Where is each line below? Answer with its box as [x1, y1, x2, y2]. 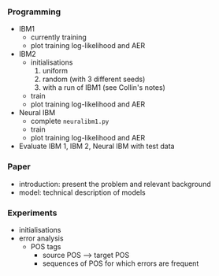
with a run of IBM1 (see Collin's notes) [42, 83, 166, 92]
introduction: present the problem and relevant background [18, 179, 211, 188]
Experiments [7, 207, 58, 218]
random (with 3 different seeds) [42, 74, 146, 84]
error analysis [18, 233, 64, 243]
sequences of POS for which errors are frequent [42, 259, 199, 268]
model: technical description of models [18, 188, 147, 197]
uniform [42, 66, 69, 76]
